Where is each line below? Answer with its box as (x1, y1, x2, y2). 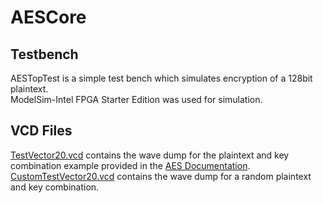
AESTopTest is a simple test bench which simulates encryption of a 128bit (10, 72, 313, 84)
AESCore (10, 6, 87, 29)
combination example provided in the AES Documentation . (10, 159, 251, 171)
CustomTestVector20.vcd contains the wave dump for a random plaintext (10, 170, 312, 182)
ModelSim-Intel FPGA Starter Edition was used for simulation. (10, 94, 263, 105)
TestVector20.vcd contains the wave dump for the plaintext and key (10, 149, 290, 161)
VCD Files (10, 122, 73, 140)
